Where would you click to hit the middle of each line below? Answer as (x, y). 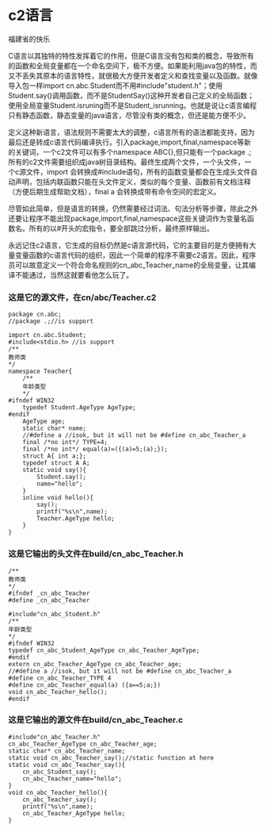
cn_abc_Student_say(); (60, 772)
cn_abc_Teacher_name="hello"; (72, 778)
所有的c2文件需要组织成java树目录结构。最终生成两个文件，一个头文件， (127, 162)
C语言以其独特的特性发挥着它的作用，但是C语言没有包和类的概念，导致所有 (131, 56)
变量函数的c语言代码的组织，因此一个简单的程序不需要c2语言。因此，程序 (135, 255)
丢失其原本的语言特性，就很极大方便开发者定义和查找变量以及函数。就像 (140, 75)
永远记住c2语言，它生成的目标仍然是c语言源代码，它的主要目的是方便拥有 (129, 245)
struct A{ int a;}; (55, 456)
